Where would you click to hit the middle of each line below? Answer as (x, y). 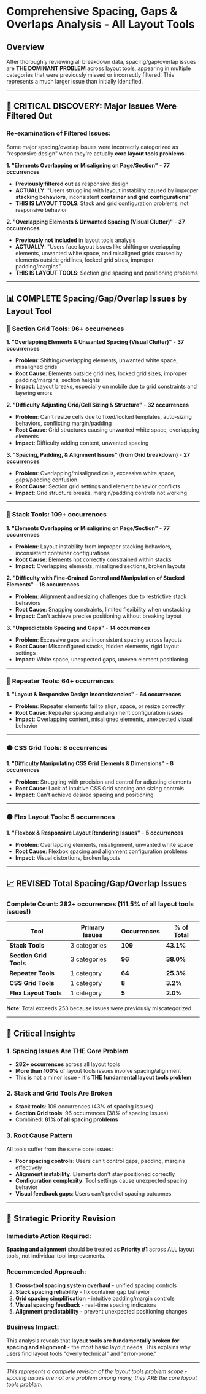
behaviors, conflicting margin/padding (63, 423)
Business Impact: (33, 1327)
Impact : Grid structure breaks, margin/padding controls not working (101, 493)
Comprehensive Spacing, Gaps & (92, 11)
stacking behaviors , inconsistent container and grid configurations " (103, 197)
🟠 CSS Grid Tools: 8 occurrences (57, 747)
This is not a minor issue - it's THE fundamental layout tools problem (103, 1077)
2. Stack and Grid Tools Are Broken (59, 1093)
